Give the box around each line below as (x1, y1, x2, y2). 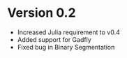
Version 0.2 (7, 5, 76, 21)
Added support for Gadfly (17, 35, 92, 43)
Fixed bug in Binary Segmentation (17, 43, 115, 51)
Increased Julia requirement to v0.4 (17, 28, 120, 36)
